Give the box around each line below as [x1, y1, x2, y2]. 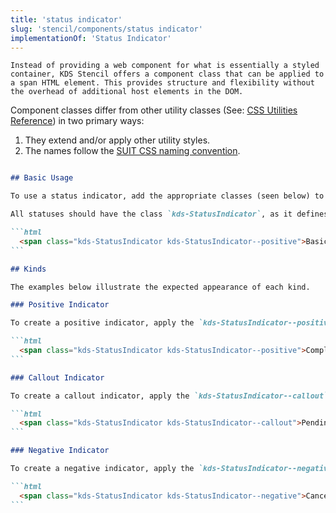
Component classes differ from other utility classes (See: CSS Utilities [10, 104, 298, 116]
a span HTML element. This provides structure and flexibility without [10, 78, 315, 88]
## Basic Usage [10, 173, 74, 183]
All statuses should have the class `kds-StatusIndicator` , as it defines [10, 209, 329, 220]
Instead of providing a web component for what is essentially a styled [10, 61, 320, 71]
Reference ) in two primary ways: [10, 115, 145, 127]
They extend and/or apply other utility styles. [24, 134, 211, 146]
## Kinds [10, 264, 47, 274]
